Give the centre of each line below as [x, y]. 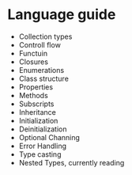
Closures [34, 62]
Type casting [40, 154]
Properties [36, 87]
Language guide [62, 15]
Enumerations [41, 70]
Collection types [45, 36]
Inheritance [38, 112]
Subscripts [36, 104]
